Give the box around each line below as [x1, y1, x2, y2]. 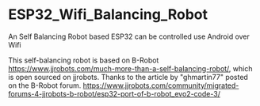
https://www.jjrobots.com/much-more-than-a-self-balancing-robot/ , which [8, 63, 253, 73]
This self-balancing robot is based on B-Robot [8, 55, 159, 65]
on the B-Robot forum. [8, 81, 82, 90]
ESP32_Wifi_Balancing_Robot [8, 6, 208, 24]
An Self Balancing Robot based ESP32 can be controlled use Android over [8, 32, 250, 41]
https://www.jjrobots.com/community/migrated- [82, 81, 239, 90]
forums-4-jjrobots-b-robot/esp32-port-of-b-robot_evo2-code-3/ [8, 89, 220, 98]
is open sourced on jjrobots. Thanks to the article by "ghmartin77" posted [8, 72, 248, 81]
